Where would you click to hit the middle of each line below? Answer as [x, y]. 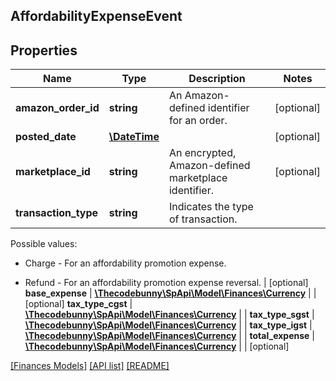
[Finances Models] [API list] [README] [90, 366]
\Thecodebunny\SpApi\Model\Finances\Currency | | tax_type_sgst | [169, 315]
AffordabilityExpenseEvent [96, 16]
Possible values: [44, 244]
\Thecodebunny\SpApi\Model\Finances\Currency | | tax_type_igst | [168, 325]
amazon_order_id [57, 108]
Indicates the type [211, 207]
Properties [44, 50]
